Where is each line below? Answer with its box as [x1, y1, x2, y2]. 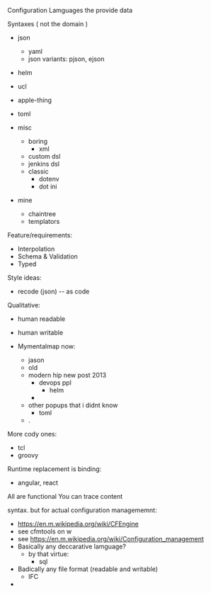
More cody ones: [7, 430, 57, 438]
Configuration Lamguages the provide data [7, 6, 133, 14]
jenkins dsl [28, 159, 60, 168]
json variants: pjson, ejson [28, 55, 105, 63]
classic [28, 167, 50, 176]
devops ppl [38, 378, 72, 387]
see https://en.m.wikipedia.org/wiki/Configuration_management [17, 535, 204, 543]
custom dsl [28, 152, 61, 160]
